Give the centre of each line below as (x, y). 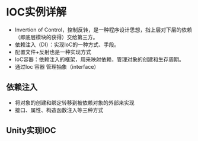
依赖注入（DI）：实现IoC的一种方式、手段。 (67, 44)
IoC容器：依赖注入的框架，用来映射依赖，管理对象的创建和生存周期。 (100, 59)
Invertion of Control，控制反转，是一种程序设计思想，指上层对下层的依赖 (103, 30)
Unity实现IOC (31, 131)
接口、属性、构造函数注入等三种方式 (59, 110)
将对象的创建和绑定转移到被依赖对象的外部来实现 (74, 102)
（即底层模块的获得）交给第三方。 (56, 37)
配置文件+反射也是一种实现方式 (53, 52)
